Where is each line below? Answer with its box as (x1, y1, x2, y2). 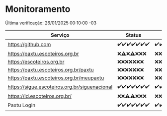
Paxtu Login (7, 102, 36, 109)
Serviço (50, 31, 70, 38)
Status (125, 31, 142, 38)
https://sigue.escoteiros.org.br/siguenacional (7, 83, 113, 90)
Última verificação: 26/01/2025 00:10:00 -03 (5, 20, 97, 26)
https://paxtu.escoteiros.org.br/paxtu (7, 66, 94, 73)
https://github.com (7, 41, 51, 48)
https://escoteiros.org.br (7, 58, 65, 65)
